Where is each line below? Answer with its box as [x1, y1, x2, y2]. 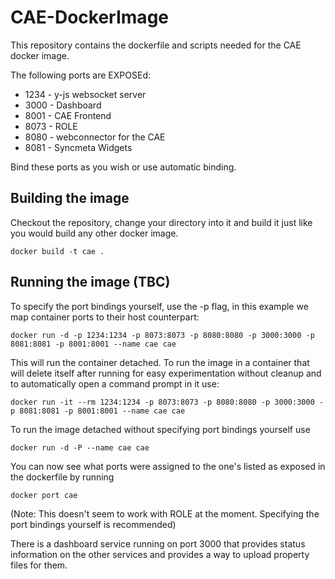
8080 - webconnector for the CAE [24, 131, 166, 143]
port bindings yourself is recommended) [10, 518, 177, 530]
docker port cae [10, 490, 78, 500]
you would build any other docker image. [10, 227, 179, 239]
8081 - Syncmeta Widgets [24, 141, 133, 153]
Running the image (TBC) [10, 274, 171, 291]
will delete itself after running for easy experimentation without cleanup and [10, 367, 322, 379]
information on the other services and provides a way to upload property [10, 548, 310, 560]
